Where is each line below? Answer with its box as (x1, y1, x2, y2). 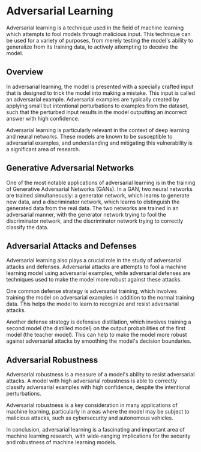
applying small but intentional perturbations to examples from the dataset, (6, 102, 189, 109)
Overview (6, 67, 44, 77)
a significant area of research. (6, 145, 80, 152)
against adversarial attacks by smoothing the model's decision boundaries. (6, 337, 192, 345)
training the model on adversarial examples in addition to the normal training (6, 294, 195, 301)
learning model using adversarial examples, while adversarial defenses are (6, 270, 191, 277)
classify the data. (6, 223, 49, 231)
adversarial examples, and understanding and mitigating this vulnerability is (6, 139, 193, 146)
